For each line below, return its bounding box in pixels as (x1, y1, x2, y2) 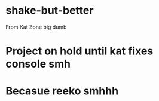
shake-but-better (5, 4, 94, 17)
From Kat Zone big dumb (5, 23, 67, 30)
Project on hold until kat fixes (5, 44, 154, 58)
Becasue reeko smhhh (5, 84, 119, 98)
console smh (5, 57, 71, 71)
